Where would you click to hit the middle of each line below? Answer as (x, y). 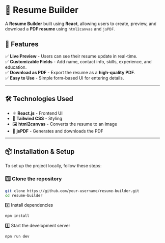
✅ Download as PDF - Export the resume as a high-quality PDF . (70, 72)
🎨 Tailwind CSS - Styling (37, 118)
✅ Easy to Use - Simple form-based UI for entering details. (65, 78)
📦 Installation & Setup (40, 151)
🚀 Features (22, 44)
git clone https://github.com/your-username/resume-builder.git (72, 191)
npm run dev (17, 237)
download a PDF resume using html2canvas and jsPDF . (60, 28)
